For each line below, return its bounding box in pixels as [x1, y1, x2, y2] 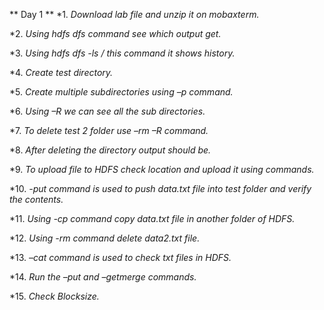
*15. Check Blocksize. [9, 290, 100, 302]
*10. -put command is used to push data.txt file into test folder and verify [9, 183, 312, 194]
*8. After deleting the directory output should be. [9, 144, 212, 156]
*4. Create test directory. [9, 67, 114, 78]
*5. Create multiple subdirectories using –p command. [9, 86, 234, 98]
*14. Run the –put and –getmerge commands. [9, 271, 197, 283]
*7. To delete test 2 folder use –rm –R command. [9, 125, 209, 136]
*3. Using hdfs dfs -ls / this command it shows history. [9, 47, 236, 59]
